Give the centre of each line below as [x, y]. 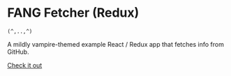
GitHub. [18, 52]
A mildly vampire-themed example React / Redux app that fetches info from [116, 44]
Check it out [25, 65]
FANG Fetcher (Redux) [73, 13]
